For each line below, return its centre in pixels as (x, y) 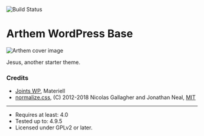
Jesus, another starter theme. (43, 62)
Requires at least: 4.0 (42, 115)
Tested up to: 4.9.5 (39, 121)
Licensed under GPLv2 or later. (54, 128)
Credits (17, 77)
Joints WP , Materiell (40, 91)
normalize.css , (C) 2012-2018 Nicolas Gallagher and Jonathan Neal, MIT (105, 97)
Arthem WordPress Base (70, 34)
